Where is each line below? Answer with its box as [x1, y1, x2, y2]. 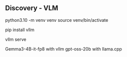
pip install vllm [5, 27, 35, 33]
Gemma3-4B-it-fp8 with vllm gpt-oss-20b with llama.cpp [5, 46, 123, 52]
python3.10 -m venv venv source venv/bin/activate [5, 17, 108, 23]
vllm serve [5, 36, 26, 42]
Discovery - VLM [5, 4, 59, 12]
